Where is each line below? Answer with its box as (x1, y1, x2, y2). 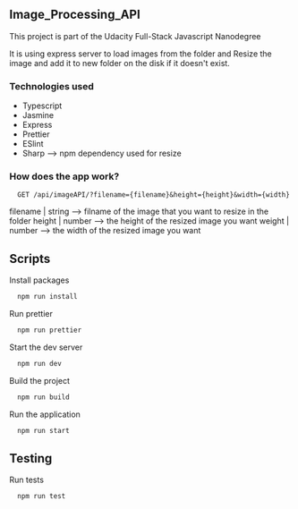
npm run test (17, 492, 66, 501)
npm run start (17, 426, 70, 435)
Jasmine (21, 110, 55, 121)
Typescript (21, 100, 63, 111)
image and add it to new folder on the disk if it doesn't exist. (9, 57, 230, 68)
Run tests (9, 474, 45, 486)
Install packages (9, 275, 70, 285)
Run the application (9, 409, 81, 420)
